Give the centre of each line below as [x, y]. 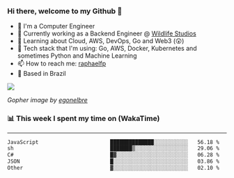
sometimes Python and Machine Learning [77, 56]
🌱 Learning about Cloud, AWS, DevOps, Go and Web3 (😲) [101, 41]
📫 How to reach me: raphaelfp [62, 64]
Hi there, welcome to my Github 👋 [65, 11]
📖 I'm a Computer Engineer [56, 26]
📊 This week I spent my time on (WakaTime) [84, 119]
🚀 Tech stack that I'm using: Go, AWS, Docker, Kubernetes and [107, 49]
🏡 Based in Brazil [41, 74]
